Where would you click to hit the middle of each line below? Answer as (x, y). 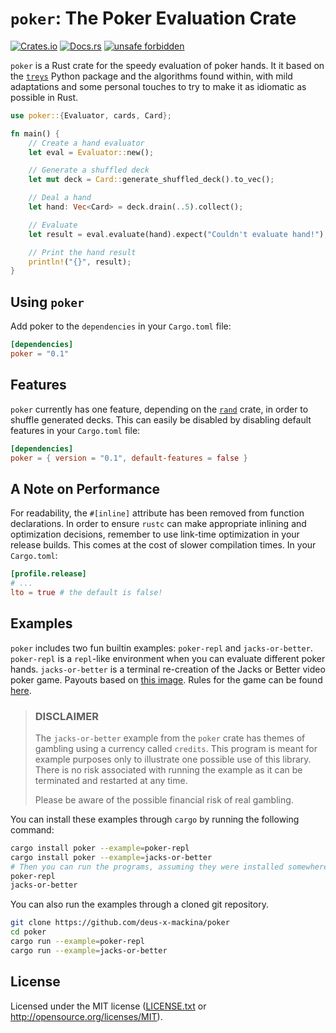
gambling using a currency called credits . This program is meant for (176, 748)
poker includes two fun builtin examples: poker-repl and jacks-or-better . (161, 648)
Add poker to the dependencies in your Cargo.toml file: (121, 326)
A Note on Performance (85, 488)
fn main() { (35, 133)
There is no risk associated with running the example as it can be (168, 769)
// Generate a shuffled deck (89, 170)
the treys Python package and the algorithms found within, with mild (151, 76)
